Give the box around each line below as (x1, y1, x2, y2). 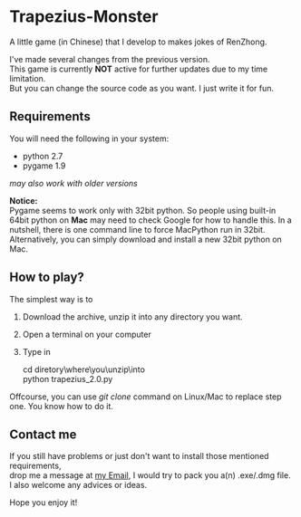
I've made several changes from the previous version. (9, 53, 210, 64)
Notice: (9, 195, 38, 206)
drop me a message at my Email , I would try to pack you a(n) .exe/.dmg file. (9, 470, 292, 481)
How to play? (9, 270, 84, 285)
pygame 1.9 (22, 160, 66, 171)
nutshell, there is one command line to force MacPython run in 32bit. (9, 224, 266, 235)
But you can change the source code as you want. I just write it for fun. (9, 82, 275, 93)
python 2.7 (22, 150, 63, 161)
